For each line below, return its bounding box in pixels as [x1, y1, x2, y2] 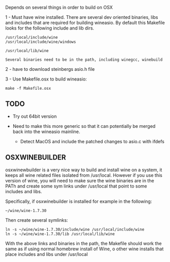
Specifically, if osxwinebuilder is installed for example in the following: [5, 198, 152, 204]
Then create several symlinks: [5, 217, 68, 223]
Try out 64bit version [12, 113, 57, 119]
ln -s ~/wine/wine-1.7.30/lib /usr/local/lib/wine [5, 231, 115, 237]
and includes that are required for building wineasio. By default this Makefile [5, 20, 165, 25]
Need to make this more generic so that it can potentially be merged [12, 123, 156, 129]
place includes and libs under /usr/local [5, 251, 88, 257]
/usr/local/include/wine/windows [5, 39, 76, 44]
